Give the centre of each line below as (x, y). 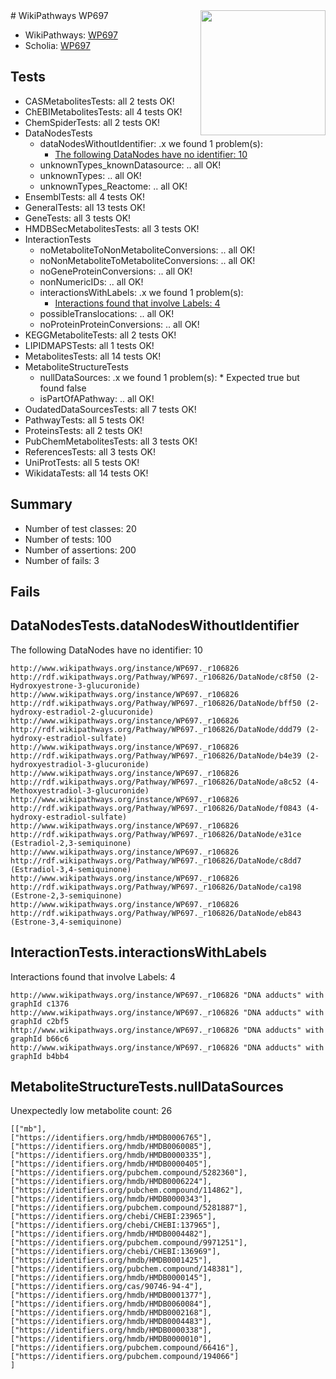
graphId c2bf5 (40, 1021)
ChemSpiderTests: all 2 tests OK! (92, 122)
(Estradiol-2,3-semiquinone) (71, 843)
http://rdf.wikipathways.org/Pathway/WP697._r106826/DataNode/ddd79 (156, 729)
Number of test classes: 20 (80, 528)
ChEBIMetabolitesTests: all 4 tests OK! (103, 111)
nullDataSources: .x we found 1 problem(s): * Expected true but (169, 377)
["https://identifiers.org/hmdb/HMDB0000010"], (111, 1339)
